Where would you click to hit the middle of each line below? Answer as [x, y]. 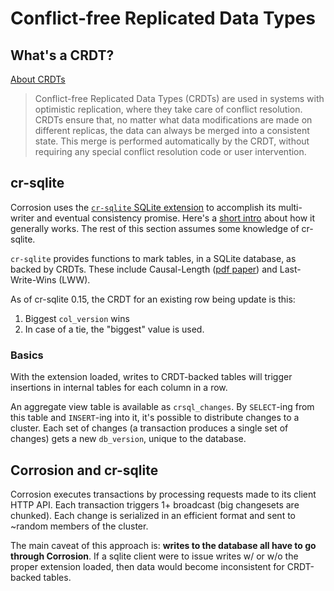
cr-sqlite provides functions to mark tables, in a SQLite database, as [153, 258]
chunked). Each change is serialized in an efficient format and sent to [153, 515]
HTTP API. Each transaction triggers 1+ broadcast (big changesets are [155, 504]
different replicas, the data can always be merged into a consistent [172, 130]
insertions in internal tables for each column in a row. [119, 388]
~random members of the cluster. [79, 526]
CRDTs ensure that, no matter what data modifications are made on [173, 120]
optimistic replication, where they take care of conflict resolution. [168, 109]
